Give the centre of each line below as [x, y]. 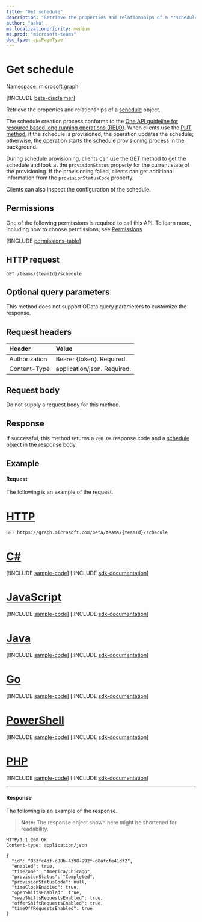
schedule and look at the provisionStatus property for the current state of [98, 165]
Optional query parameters [58, 292]
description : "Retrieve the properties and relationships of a [87, 17]
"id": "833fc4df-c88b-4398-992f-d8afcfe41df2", [72, 861]
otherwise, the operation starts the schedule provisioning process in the [95, 140]
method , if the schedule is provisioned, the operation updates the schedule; [100, 134]
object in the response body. [41, 444]
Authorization [28, 359]
